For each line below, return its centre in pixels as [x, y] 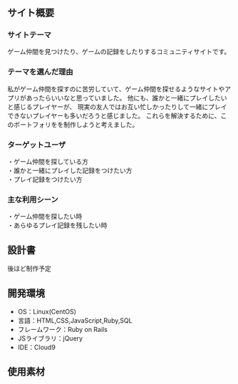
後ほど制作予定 [29, 269]
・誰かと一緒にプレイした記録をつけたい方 [70, 171]
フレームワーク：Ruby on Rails [63, 329]
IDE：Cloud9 [36, 347]
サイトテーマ [30, 35]
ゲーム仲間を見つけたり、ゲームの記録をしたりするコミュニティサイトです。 [119, 52]
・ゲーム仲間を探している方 [48, 162]
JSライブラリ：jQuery [50, 338]
